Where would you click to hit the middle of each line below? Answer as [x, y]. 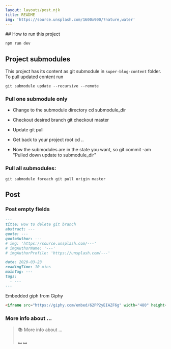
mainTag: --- [19, 272]
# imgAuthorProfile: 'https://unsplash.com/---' [58, 253]
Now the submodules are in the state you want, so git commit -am [82, 150]
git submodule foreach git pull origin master [55, 179]
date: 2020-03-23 [24, 262]
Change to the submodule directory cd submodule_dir [69, 110]
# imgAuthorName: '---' [31, 248]
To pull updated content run [34, 77]
